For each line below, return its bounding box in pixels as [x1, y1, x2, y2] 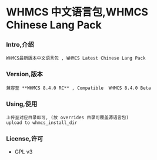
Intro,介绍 [6, 41, 34, 49]
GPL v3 [14, 148, 33, 155]
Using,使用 [6, 100, 38, 108]
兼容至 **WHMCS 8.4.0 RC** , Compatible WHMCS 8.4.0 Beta [6, 85, 151, 91]
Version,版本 [6, 70, 43, 79]
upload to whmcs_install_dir [6, 120, 78, 126]
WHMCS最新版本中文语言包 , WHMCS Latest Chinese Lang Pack [6, 55, 146, 61]
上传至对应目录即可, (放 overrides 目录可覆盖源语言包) [6, 115, 129, 121]
